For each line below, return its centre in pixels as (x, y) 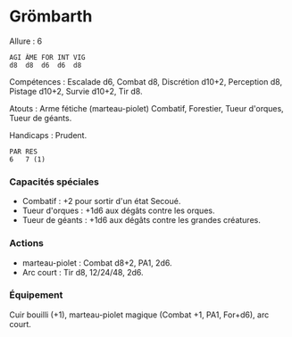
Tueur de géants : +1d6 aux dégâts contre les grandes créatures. (141, 220)
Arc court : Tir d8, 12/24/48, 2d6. (83, 272)
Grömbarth (51, 16)
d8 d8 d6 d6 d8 (46, 65)
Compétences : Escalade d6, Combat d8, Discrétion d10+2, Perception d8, (146, 81)
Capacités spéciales (54, 182)
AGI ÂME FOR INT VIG (48, 57)
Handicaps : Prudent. (48, 135)
